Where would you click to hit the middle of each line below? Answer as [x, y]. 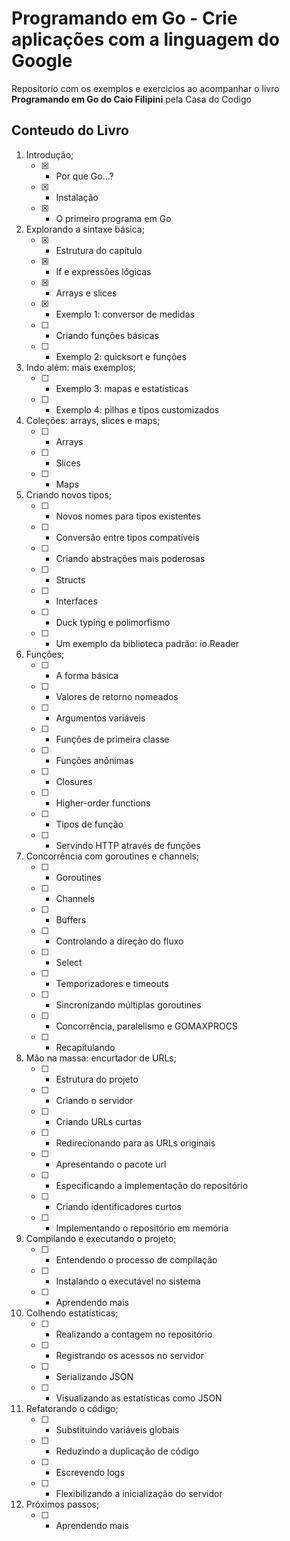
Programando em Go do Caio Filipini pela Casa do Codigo [131, 99]
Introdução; [49, 154]
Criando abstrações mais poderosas [130, 558]
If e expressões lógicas [103, 271]
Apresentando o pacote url [111, 1164]
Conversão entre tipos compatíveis [127, 537]
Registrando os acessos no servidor [129, 1355]
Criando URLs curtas [98, 1121]
